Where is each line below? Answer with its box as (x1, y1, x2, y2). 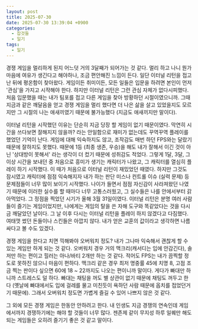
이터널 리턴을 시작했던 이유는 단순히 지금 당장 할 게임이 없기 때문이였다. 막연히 (6, 121, 186, 128)
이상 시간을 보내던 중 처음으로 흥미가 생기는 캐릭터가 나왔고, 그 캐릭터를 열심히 (6, 158, 186, 165)
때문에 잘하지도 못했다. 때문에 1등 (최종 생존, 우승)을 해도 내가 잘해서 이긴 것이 (6, 143, 185, 150)
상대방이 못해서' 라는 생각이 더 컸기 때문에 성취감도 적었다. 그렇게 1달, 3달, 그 (14, 150, 191, 157)
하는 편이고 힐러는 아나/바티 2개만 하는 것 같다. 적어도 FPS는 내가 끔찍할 (17, 252, 183, 259)
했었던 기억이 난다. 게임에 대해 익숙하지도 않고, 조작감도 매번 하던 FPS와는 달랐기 (6, 136, 192, 143)
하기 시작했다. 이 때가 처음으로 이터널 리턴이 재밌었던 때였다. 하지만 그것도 (17, 165, 187, 172)
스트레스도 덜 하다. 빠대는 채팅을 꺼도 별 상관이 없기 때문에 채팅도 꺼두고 (17, 274, 183, 281)
